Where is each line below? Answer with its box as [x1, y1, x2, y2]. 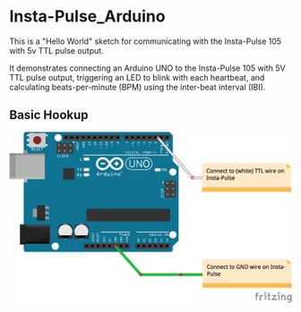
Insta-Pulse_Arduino [9, 6, 166, 27]
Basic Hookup [9, 107, 89, 122]
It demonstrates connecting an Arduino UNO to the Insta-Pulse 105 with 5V [9, 63, 286, 73]
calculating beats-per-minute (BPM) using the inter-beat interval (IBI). [9, 81, 266, 92]
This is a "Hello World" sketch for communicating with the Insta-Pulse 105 [9, 36, 282, 46]
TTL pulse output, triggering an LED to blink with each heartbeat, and [9, 72, 265, 82]
